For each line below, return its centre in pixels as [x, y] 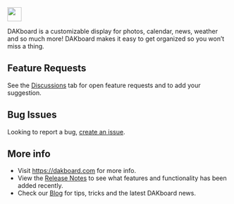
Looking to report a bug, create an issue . [66, 132]
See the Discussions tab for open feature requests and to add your [104, 85]
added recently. [40, 186]
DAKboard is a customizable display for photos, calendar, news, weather [113, 31]
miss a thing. [26, 46]
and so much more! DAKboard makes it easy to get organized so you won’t [116, 39]
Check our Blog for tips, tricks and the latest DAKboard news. [106, 193]
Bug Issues [32, 115]
